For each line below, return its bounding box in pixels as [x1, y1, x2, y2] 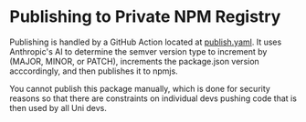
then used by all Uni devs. [9, 102, 108, 113]
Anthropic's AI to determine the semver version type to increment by [9, 46, 268, 56]
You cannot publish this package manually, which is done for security [9, 83, 271, 94]
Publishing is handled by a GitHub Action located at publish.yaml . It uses [9, 36, 282, 47]
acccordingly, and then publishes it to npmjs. [9, 66, 178, 76]
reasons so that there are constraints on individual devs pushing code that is [9, 93, 297, 104]
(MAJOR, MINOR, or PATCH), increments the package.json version [9, 56, 260, 66]
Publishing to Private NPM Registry [9, 6, 281, 27]
